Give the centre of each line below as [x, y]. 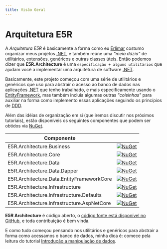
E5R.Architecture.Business [39, 146]
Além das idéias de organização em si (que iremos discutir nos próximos [80, 115]
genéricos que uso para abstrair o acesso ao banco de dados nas [73, 84]
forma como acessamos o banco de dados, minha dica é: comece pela [78, 236]
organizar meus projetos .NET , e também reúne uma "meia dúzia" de [76, 53]
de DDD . [14, 106]
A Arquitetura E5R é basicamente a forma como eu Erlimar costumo [75, 48]
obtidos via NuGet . [24, 125]
